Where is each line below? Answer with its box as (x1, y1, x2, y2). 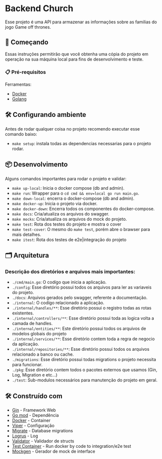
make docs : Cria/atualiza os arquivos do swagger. (12, 211, 110, 216)
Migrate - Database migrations (12, 428, 74, 434)
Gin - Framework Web (12, 407, 56, 413)
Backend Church (5, 3, 74, 14)
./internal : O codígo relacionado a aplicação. (12, 300, 104, 306)
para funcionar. (12, 362, 43, 368)
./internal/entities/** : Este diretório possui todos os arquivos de (12, 326, 147, 331)
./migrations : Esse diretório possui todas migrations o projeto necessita (12, 357, 156, 362)
